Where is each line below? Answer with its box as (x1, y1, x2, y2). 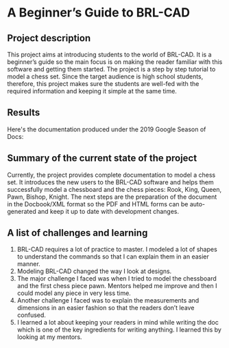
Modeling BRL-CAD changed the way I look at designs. (16, 267, 172, 276)
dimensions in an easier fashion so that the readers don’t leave (16, 304, 195, 312)
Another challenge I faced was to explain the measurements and (16, 296, 200, 305)
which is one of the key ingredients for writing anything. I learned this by (16, 325, 221, 334)
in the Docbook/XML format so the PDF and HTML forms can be (7, 199, 189, 208)
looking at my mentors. (16, 333, 82, 341)
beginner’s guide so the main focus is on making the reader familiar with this (7, 58, 223, 66)
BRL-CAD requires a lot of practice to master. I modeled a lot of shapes (16, 246, 217, 254)
